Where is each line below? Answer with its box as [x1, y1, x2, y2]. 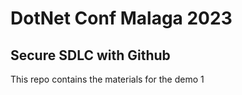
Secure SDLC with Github [10, 47, 171, 64]
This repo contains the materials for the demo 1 [10, 73, 205, 85]
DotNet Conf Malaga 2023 [10, 7, 233, 30]
